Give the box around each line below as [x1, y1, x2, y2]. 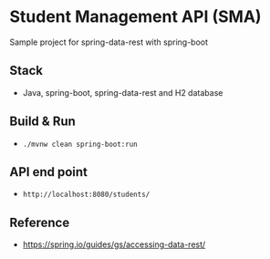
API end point [9, 164, 88, 180]
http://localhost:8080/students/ [22, 190, 151, 200]
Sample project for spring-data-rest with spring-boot [9, 36, 208, 47]
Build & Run [9, 114, 76, 129]
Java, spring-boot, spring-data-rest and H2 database [22, 87, 223, 98]
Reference [9, 214, 70, 230]
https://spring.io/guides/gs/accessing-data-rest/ [22, 239, 206, 250]
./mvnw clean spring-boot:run [22, 140, 139, 149]
